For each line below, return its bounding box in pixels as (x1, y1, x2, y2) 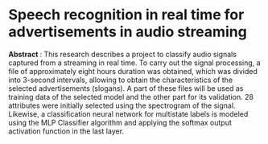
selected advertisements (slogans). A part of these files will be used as (8, 83, 244, 93)
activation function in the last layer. (8, 126, 125, 136)
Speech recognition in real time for (8, 6, 245, 24)
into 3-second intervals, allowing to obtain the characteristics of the (8, 75, 233, 84)
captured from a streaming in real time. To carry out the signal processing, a (8, 58, 261, 68)
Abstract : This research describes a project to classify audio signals (8, 49, 237, 59)
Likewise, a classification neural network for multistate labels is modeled (8, 109, 249, 118)
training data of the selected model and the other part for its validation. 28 (8, 92, 254, 101)
